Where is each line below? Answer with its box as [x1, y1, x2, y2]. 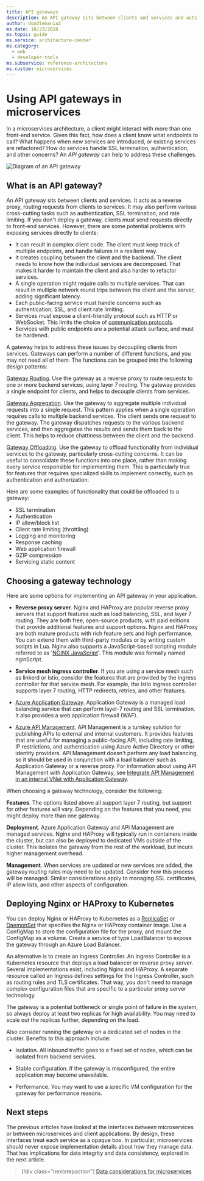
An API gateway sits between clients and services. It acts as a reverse [6, 196, 181, 204]
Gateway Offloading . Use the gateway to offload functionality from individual [6, 443, 199, 451]
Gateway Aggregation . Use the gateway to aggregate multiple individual [6, 400, 187, 407]
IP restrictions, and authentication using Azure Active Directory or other [15, 742, 195, 750]
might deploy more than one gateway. [6, 812, 102, 819]
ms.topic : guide [6, 32, 47, 38]
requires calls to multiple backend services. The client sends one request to [6, 412, 197, 420]
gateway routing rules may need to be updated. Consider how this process [6, 867, 194, 875]
